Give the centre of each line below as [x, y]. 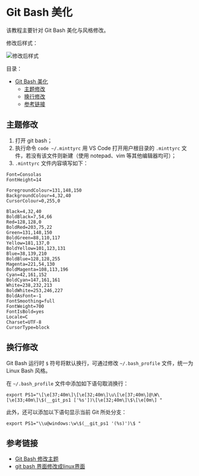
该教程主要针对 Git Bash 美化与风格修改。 [58, 30]
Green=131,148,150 [29, 233]
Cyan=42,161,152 [26, 275]
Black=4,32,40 [24, 211]
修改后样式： [22, 43]
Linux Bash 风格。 [29, 371]
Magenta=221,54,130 [31, 264]
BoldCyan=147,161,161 [33, 280]
